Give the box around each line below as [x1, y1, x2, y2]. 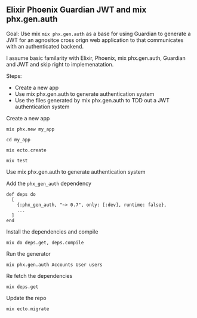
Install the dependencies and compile [6, 228, 98, 235]
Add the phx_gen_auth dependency [6, 180, 91, 187]
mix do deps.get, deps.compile [6, 240, 84, 246]
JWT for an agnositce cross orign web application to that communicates [6, 36, 184, 44]
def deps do [6, 191, 36, 197]
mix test [6, 158, 28, 163]
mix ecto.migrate [6, 305, 50, 312]
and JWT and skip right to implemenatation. [6, 60, 114, 68]
